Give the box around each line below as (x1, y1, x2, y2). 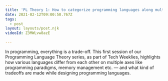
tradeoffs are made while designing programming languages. (5, 70, 131, 75)
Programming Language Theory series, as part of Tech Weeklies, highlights (5, 54, 161, 60)
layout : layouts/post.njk (5, 26, 59, 31)
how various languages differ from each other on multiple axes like (5, 59, 142, 65)
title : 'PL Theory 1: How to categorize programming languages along (5, 7, 153, 12)
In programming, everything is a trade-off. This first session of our (5, 48, 141, 54)
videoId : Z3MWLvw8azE (5, 30, 50, 35)
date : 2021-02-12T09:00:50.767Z (5, 12, 72, 17)
